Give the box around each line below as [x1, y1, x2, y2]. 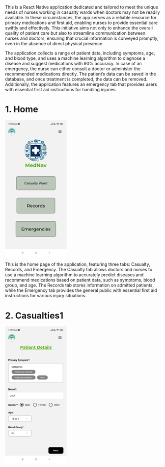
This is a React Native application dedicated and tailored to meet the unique [5, 4, 159, 10]
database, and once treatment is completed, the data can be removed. [5, 76, 148, 82]
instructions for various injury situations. [5, 293, 87, 299]
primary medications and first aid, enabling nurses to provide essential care [5, 20, 158, 26]
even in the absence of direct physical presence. [5, 41, 104, 46]
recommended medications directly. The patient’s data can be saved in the [5, 71, 156, 77]
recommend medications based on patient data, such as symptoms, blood [5, 277, 156, 283]
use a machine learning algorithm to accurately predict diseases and [5, 272, 144, 278]
